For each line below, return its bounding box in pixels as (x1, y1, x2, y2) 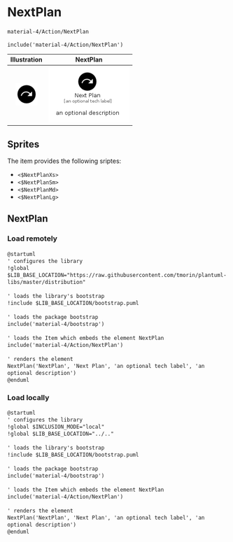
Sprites (7, 138, 40, 150)
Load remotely (7, 234, 58, 243)
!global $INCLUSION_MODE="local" (7, 423, 105, 430)
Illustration (10, 55, 43, 64)
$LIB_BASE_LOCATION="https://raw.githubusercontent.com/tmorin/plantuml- (7, 271, 227, 278)
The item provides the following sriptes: (7, 157, 122, 165)
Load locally (7, 392, 50, 402)
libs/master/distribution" (7, 278, 86, 285)
